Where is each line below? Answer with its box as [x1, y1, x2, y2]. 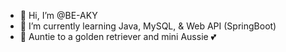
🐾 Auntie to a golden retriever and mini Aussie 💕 [19, 31, 217, 42]
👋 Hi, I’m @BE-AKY [19, 10, 98, 21]
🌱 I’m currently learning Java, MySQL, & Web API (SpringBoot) [19, 20, 277, 32]
